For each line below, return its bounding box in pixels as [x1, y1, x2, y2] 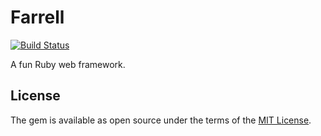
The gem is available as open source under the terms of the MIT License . [10, 114, 312, 126]
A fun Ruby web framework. [10, 58, 126, 70]
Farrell [10, 6, 65, 29]
